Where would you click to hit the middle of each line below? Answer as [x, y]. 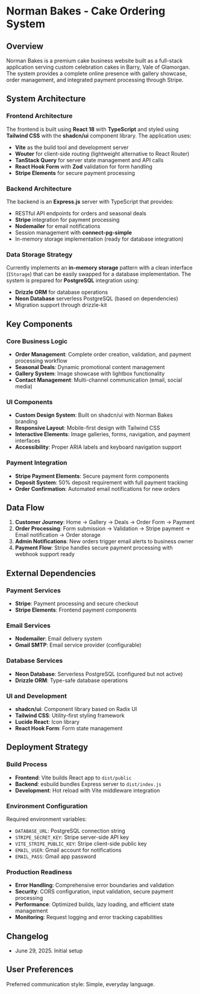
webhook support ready [45, 554]
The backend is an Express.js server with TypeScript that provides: [90, 201]
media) [24, 386]
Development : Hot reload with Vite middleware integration [87, 790]
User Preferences [40, 970]
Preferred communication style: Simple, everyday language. [80, 984]
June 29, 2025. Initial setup [49, 951]
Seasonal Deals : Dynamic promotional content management [90, 367]
